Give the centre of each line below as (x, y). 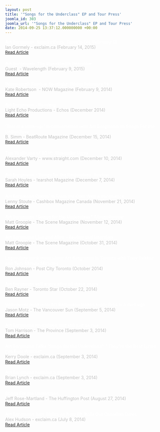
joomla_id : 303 (21, 19)
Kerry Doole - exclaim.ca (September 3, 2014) (52, 357)
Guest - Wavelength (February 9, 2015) (45, 69)
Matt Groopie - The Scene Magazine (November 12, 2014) (64, 222)
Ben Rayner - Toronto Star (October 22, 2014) (51, 289)
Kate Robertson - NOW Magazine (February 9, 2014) (59, 90)
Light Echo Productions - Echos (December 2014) (55, 110)
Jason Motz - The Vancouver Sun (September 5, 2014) (60, 310)
